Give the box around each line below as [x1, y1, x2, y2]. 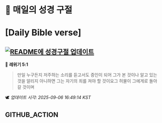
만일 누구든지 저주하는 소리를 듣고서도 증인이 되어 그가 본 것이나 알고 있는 [17, 72, 158, 78]
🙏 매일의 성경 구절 [5, 4, 73, 16]
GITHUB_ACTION [5, 110, 59, 119]
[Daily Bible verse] [5, 27, 81, 38]
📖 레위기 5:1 [5, 61, 28, 67]
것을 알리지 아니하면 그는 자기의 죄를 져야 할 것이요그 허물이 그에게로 [17, 78, 148, 84]
